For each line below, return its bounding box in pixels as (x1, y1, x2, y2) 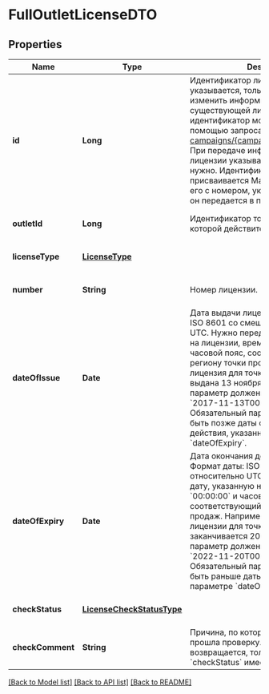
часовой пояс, (189, 347, 246, 358)
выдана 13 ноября (189, 377, 263, 388)
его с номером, (189, 185, 251, 196)
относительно (189, 470, 245, 482)
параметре (189, 581, 234, 591)
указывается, (189, 85, 243, 95)
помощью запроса (189, 125, 263, 135)
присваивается (189, 175, 250, 186)
